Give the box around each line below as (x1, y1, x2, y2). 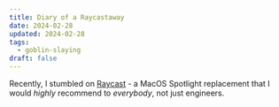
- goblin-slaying (17, 46, 81, 55)
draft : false (9, 54, 58, 63)
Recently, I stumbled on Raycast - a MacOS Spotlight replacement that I (9, 79, 270, 88)
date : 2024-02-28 (9, 21, 74, 30)
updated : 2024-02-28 (9, 29, 86, 38)
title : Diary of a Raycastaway (9, 12, 125, 22)
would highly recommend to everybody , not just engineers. (9, 88, 225, 98)
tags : (9, 37, 29, 47)
